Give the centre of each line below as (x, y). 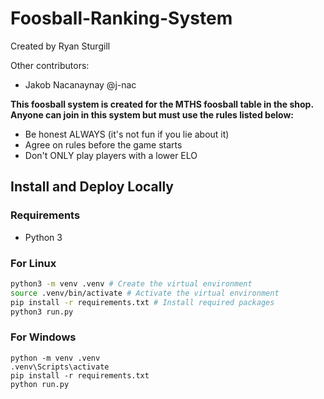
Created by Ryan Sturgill (60, 46)
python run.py (40, 384)
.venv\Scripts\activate (60, 367)
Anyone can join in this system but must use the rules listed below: (152, 114)
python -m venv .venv (55, 358)
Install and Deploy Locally (92, 187)
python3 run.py (42, 312)
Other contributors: (50, 65)
